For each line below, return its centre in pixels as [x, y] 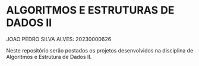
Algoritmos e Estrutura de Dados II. [49, 57]
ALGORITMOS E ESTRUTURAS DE [90, 10]
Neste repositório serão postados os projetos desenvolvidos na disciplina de [100, 50]
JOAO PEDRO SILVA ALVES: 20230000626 [59, 39]
